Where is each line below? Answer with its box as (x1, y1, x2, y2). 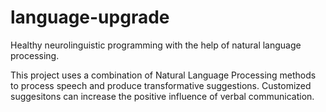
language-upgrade (10, 6, 170, 29)
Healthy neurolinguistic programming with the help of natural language (10, 39, 302, 51)
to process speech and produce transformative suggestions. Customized (10, 79, 312, 91)
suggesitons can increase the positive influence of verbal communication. (10, 90, 315, 102)
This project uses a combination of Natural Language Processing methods (10, 69, 317, 81)
